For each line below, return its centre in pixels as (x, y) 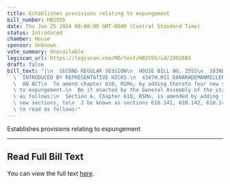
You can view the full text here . (51, 173)
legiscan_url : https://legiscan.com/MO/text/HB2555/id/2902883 (99, 58)
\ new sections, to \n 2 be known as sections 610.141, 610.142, (108, 103)
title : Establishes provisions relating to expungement (88, 13)
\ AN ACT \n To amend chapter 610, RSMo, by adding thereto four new (116, 84)
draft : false (26, 65)
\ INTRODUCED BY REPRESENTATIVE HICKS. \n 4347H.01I (91, 77)
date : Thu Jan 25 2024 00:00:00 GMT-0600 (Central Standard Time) (104, 26)
